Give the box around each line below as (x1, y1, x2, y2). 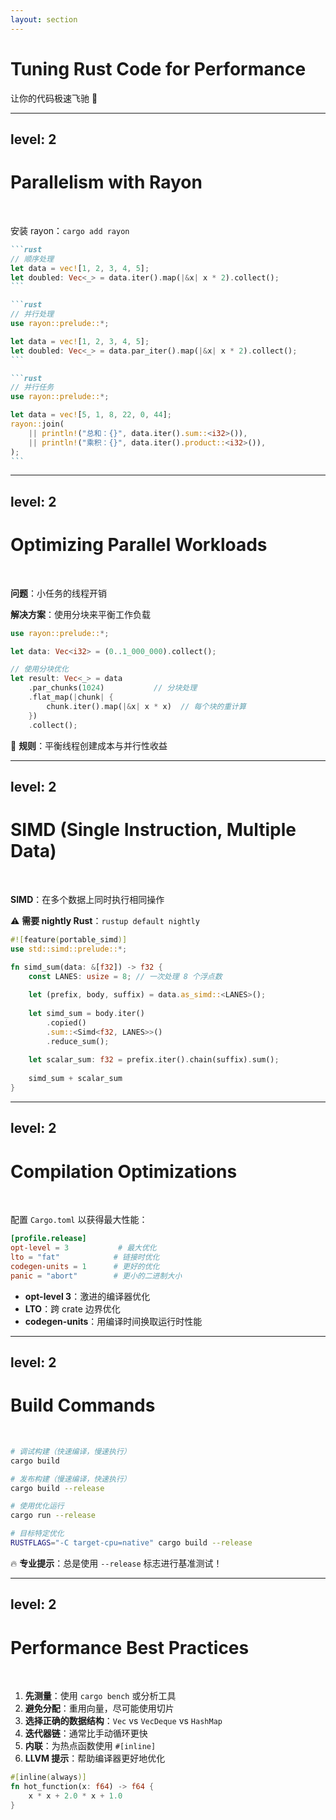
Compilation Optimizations (10, 1160, 238, 1183)
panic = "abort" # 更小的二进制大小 (10, 1271, 183, 1281)
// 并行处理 (10, 309, 55, 320)
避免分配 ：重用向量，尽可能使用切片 (24, 1702, 175, 1715)
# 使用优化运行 (10, 1501, 65, 1511)
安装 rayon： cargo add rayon (10, 224, 130, 236)
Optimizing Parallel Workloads (10, 533, 268, 556)
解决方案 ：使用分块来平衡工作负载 (10, 608, 151, 620)
